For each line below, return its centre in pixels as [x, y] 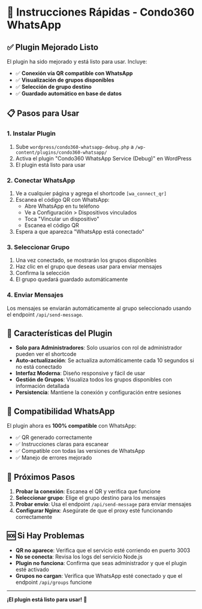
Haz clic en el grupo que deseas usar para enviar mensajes [89, 267]
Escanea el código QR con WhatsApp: [62, 199]
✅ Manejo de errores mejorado [54, 458]
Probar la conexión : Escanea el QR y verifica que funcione [88, 491]
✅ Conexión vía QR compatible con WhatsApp [74, 73]
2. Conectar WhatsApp [41, 180]
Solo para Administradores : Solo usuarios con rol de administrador [99, 348]
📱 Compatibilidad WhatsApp [61, 411]
